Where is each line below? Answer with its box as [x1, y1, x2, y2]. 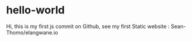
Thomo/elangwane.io [6, 29, 58, 36]
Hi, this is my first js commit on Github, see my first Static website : [6, 23, 170, 30]
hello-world [6, 3, 65, 17]
